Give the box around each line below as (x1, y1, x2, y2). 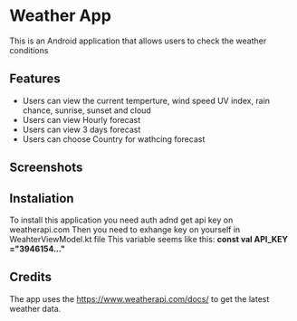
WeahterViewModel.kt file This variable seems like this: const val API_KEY (9, 233, 288, 244)
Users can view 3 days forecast (22, 124, 141, 135)
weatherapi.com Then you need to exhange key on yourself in (9, 223, 241, 235)
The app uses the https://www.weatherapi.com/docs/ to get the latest (9, 293, 270, 304)
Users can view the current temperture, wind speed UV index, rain (22, 95, 270, 106)
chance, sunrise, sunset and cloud (22, 105, 151, 116)
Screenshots (9, 160, 83, 175)
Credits (9, 269, 53, 285)
